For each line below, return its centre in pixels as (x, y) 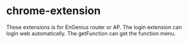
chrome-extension (53, 11)
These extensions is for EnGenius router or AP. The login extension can (94, 27)
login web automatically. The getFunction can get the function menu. (91, 33)
